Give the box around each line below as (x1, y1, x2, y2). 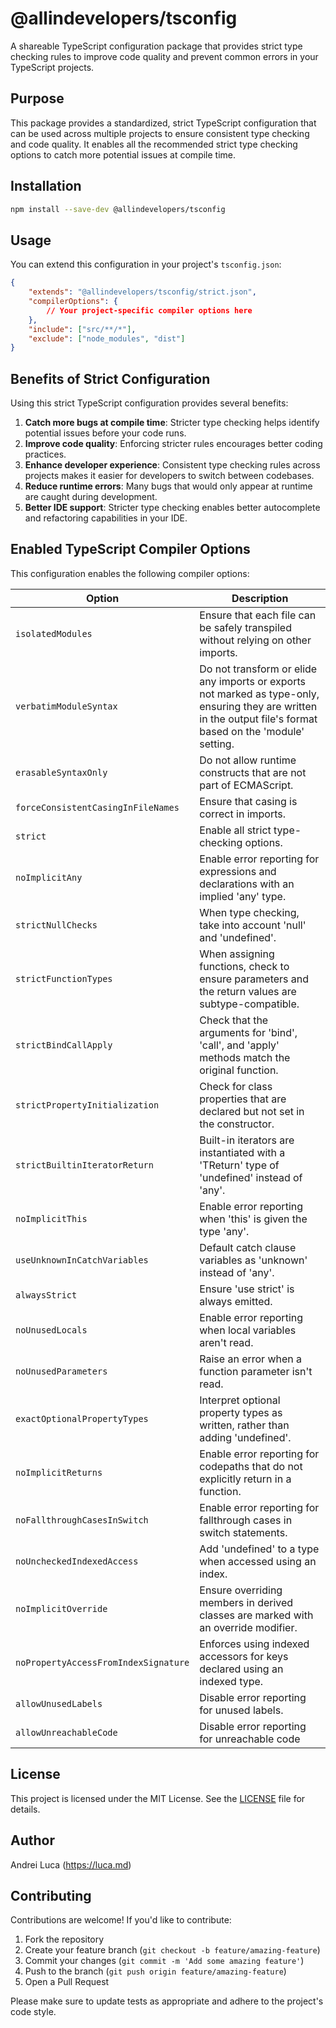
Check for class (199, 1079, 273, 1093)
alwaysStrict (15, 1289, 78, 1301)
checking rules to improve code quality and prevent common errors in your (10, 50, 319, 62)
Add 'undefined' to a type (199, 1542, 320, 1556)
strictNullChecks (15, 919, 98, 931)
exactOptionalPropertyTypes (15, 1413, 149, 1424)
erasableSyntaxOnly (15, 767, 108, 778)
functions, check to (199, 959, 290, 973)
